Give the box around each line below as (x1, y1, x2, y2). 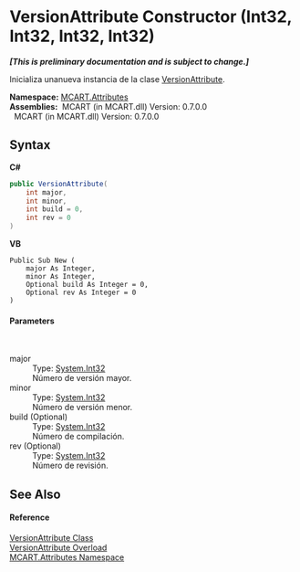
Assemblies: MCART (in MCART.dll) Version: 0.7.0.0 (9, 101, 208, 111)
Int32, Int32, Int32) (9, 26, 155, 47)
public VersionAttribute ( (9, 179, 108, 188)
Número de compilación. (32, 431, 125, 442)
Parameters (9, 315, 55, 326)
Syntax (9, 137, 51, 153)
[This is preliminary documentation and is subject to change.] (9, 56, 249, 67)
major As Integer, (26, 264, 96, 273)
